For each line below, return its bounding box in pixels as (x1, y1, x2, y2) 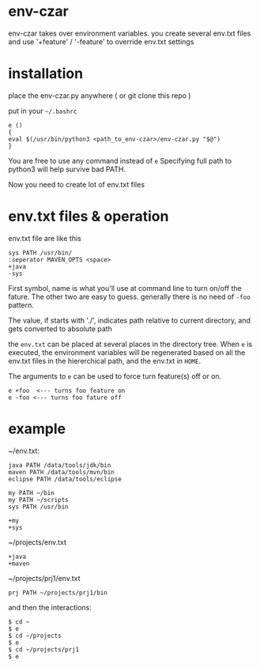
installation (8, 65, 84, 83)
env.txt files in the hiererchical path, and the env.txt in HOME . (8, 356, 202, 365)
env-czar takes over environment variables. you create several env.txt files (8, 28, 251, 38)
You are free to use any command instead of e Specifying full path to (8, 156, 232, 165)
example (8, 420, 66, 437)
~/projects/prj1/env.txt (8, 573, 81, 583)
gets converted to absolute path (8, 323, 112, 334)
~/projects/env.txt (8, 537, 67, 547)
